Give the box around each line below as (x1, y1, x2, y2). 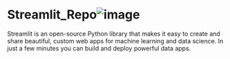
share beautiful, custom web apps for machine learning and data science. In (7, 36, 224, 45)
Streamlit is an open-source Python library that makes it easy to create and (7, 29, 221, 38)
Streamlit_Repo (7, 7, 97, 23)
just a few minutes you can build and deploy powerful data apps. (7, 44, 191, 52)
